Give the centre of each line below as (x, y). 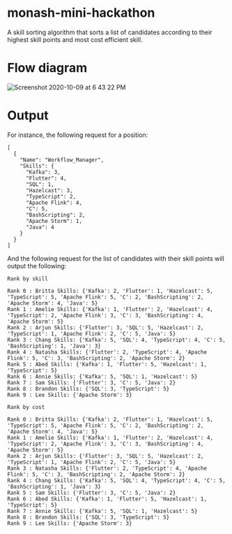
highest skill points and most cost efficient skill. (75, 39)
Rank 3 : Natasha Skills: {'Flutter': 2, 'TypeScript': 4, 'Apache (107, 468)
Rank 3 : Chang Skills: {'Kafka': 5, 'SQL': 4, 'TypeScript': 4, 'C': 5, (117, 340)
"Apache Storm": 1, (54, 221)
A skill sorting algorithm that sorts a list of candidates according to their (110, 32)
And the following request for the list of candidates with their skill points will (116, 258)
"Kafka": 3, (43, 172)
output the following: (37, 266)
